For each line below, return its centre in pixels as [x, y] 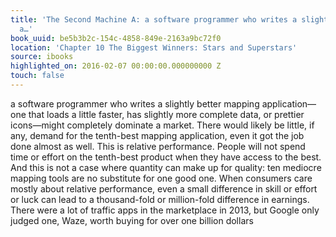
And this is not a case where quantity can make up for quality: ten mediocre [166, 167]
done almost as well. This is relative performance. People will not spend [158, 146]
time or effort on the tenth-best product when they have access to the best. [166, 157]
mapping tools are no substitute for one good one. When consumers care [161, 178]
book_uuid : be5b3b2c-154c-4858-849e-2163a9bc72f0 [116, 38]
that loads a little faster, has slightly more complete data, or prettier [166, 114]
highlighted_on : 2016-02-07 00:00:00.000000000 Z [116, 66]
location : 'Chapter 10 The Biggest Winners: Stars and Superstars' [154, 47]
